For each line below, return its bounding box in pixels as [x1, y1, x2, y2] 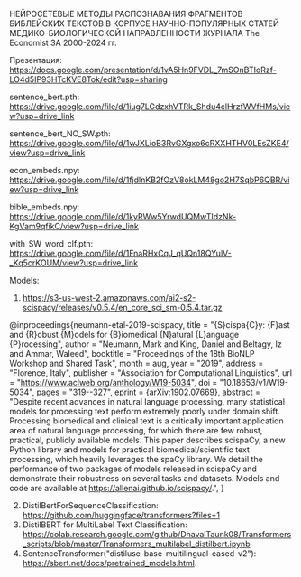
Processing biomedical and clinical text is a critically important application [9, 415, 284, 426]
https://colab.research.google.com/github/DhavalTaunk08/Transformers [22, 529, 292, 539]
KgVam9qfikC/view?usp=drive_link [9, 221, 140, 231]
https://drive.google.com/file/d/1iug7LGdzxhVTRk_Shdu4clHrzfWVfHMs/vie [9, 101, 291, 112]
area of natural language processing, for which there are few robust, [9, 425, 263, 435]
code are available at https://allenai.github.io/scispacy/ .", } [9, 483, 225, 493]
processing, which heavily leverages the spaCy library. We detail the [9, 454, 263, 464]
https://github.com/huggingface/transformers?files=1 [22, 510, 221, 520]
